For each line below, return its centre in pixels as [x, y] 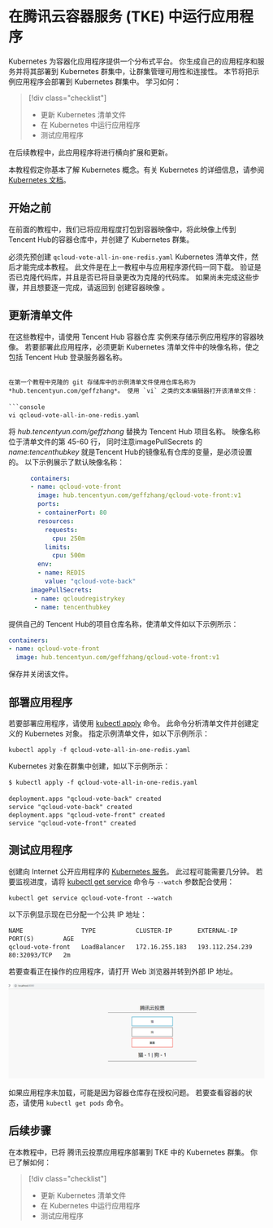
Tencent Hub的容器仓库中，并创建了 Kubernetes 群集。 [101, 239]
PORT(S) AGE [41, 939]
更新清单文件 [41, 316]
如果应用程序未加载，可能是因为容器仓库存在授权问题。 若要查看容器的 [127, 1092]
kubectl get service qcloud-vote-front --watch [91, 898]
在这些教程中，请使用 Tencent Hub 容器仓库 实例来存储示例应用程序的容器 [133, 337]
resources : [56, 521]
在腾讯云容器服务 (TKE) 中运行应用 [124, 17]
